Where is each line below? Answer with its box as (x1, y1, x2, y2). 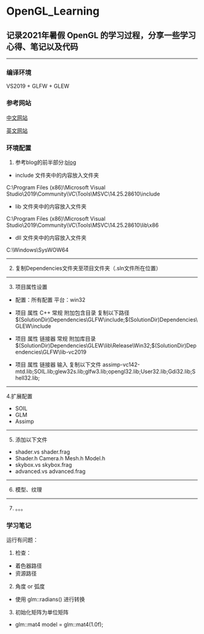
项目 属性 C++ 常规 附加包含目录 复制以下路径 (15, 309, 130, 316)
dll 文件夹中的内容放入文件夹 (15, 233, 87, 241)
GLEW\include (15, 322, 52, 330)
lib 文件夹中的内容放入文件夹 (15, 202, 87, 210)
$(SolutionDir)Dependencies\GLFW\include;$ (15, 316, 129, 323)
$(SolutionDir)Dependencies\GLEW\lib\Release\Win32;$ (15, 341, 155, 349)
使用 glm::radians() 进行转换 (15, 596, 85, 603)
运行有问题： (6, 536, 38, 544)
